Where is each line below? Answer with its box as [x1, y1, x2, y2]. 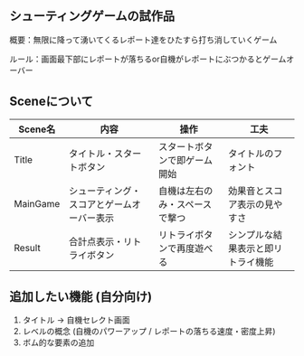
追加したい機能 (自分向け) [9, 289, 152, 304]
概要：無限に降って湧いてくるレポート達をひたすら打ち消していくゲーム [9, 34, 278, 45]
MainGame [14, 197, 61, 210]
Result [14, 241, 41, 254]
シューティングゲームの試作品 [9, 8, 176, 24]
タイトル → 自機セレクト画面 [22, 314, 131, 325]
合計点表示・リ [69, 235, 133, 248]
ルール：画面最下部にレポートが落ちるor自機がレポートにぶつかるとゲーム [9, 53, 287, 64]
